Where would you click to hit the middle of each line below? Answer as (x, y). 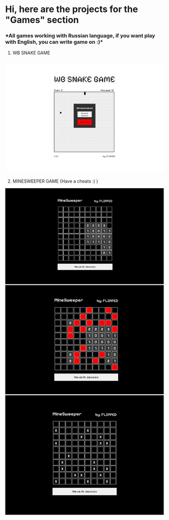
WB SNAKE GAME (31, 53)
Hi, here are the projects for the (72, 9)
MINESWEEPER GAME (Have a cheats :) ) (55, 181)
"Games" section (42, 20)
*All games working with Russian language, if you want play (80, 36)
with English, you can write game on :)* (54, 42)
